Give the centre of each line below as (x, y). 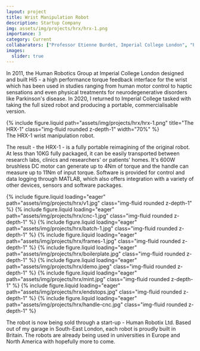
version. (16, 111)
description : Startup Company (44, 23)
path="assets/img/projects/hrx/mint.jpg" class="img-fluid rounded (88, 279)
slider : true (28, 56)
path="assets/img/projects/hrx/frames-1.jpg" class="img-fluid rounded (93, 241)
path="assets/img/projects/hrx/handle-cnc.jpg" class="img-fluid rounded (97, 304)
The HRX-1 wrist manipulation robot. (51, 136)
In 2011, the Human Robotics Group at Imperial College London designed (95, 73)
